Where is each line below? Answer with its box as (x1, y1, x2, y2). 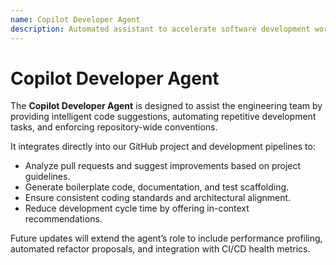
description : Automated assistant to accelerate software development (10, 24, 311, 34)
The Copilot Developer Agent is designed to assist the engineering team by (10, 100, 323, 112)
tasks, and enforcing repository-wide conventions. (10, 121, 218, 133)
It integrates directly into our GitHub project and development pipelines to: (10, 141, 316, 153)
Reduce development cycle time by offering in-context (24, 202, 250, 215)
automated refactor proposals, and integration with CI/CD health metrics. (10, 243, 311, 255)
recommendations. (24, 213, 103, 225)
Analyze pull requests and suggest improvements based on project (24, 160, 302, 172)
